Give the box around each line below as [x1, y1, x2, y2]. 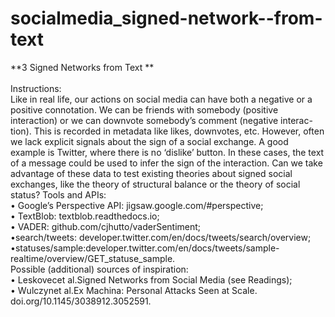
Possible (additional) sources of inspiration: [10, 263, 189, 275]
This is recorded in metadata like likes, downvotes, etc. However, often [33, 125, 325, 137]
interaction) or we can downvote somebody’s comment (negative [10, 114, 279, 126]
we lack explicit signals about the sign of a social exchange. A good [10, 135, 289, 147]
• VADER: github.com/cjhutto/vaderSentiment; [10, 220, 202, 232]
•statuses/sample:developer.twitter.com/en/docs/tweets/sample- [10, 242, 280, 254]
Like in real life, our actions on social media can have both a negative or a [10, 93, 313, 105]
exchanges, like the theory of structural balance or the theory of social [10, 178, 301, 190]
